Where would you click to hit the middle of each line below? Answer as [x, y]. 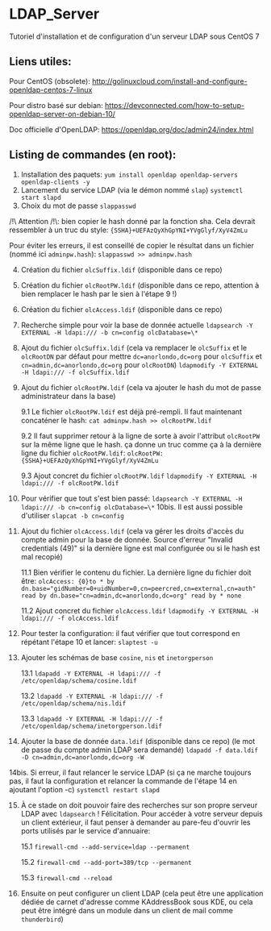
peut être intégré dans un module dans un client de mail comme [127, 910]
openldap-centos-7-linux [51, 89]
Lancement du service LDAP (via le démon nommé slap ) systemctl [132, 189]
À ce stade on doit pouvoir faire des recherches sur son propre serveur [139, 805]
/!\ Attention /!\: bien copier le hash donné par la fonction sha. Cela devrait [132, 221]
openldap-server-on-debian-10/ [63, 114]
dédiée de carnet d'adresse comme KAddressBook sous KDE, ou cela [137, 902]
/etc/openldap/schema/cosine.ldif [79, 681]
